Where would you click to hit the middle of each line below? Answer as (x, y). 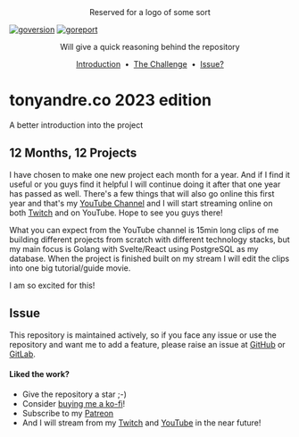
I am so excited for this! (52, 285)
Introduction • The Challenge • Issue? (150, 64)
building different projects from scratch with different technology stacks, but (149, 240)
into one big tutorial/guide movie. (70, 268)
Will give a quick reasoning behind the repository (150, 47)
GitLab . (22, 354)
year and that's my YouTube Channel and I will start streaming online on (141, 203)
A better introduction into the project (76, 125)
